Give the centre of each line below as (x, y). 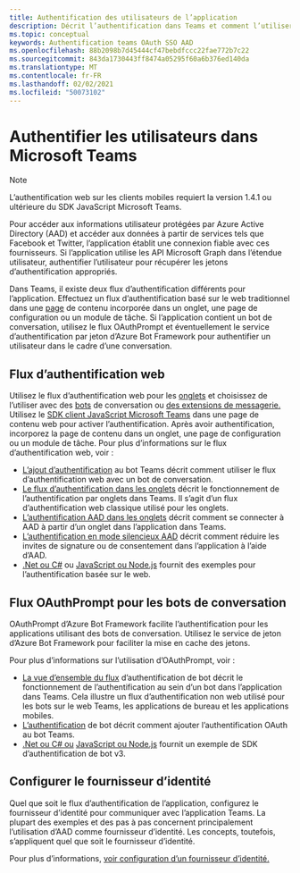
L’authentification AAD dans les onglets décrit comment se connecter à (153, 517)
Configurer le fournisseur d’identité (110, 781)
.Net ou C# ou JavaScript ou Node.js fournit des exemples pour (139, 565)
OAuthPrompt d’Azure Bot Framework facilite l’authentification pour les (139, 624)
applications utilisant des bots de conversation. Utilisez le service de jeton (146, 634)
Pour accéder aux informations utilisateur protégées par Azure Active (137, 224)
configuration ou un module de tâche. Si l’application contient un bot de (141, 317)
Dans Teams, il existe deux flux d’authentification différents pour (128, 289)
